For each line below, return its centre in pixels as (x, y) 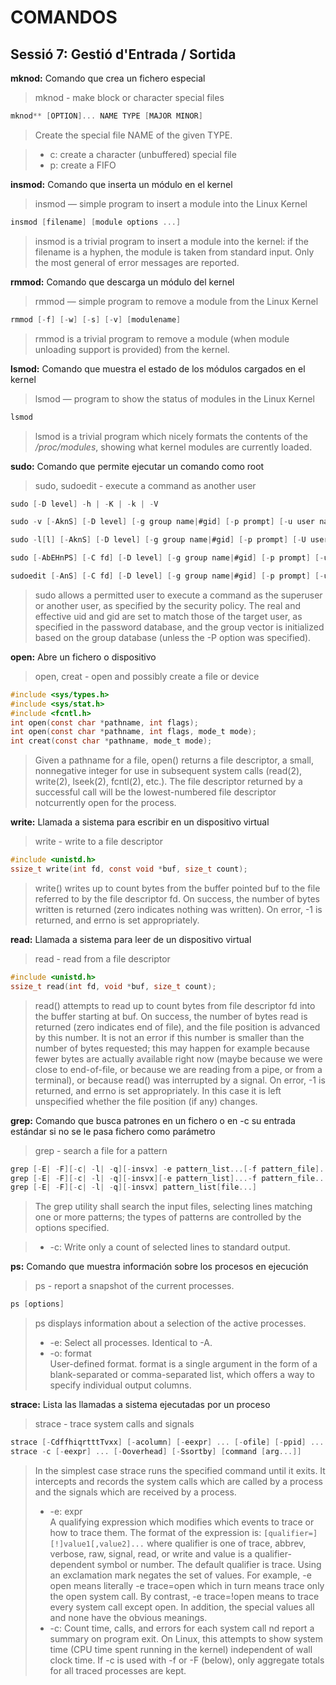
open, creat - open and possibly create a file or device (147, 676)
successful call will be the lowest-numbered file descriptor (155, 792)
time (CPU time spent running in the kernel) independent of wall (181, 1649)
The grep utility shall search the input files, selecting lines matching (173, 1207)
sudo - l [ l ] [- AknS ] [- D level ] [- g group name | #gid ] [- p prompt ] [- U (158, 540)
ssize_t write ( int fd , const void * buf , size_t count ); (129, 869)
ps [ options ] (37, 1304)
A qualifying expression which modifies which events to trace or (182, 1522)
